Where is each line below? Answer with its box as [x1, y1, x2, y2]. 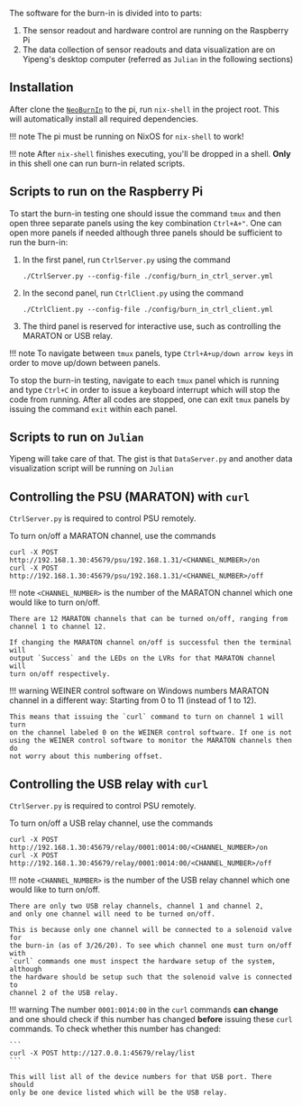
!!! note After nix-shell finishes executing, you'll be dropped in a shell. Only [9, 148, 291, 159]
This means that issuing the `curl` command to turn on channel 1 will [9, 712, 284, 722]
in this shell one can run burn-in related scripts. [9, 158, 186, 169]
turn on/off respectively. [9, 670, 111, 679]
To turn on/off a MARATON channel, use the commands [9, 531, 216, 542]
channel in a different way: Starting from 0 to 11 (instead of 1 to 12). [9, 695, 257, 706]
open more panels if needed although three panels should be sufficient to [9, 227, 282, 238]
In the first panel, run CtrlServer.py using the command [22, 254, 232, 265]
